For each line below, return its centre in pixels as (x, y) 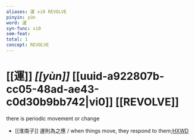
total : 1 (17, 39)
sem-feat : (18, 34)
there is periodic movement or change (53, 118)
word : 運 (16, 23)
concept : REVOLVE (28, 45)
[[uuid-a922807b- (118, 77)
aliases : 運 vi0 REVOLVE (37, 12)
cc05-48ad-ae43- (53, 89)
